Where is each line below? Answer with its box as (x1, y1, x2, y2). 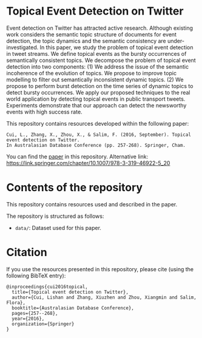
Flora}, (6, 299, 26, 306)
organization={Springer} (12, 320, 75, 327)
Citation (6, 246, 47, 259)
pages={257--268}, (12, 310, 59, 316)
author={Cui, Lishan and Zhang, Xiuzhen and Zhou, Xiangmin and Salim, (12, 294, 197, 300)
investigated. (6, 44, 39, 51)
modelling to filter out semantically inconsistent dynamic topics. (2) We (6, 76, 184, 83)
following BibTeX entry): (6, 272, 66, 279)
